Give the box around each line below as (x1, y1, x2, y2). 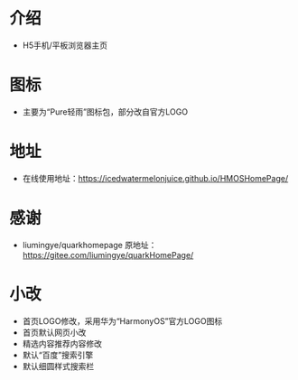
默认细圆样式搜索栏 (22, 360, 95, 371)
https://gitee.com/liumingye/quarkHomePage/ (22, 249, 194, 260)
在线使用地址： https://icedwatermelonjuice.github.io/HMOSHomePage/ (22, 172, 289, 183)
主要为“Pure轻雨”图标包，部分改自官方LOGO (22, 106, 188, 117)
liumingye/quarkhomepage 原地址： (22, 239, 157, 250)
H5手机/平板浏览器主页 (22, 40, 108, 51)
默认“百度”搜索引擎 (22, 349, 94, 360)
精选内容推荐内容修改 (22, 338, 102, 348)
